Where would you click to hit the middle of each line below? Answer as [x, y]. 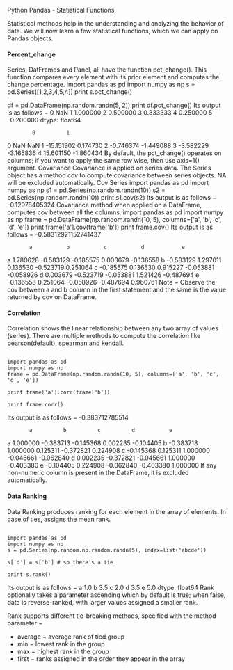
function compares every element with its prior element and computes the [113, 77]
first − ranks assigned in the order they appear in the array [101, 659]
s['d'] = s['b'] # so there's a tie [60, 562]
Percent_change [31, 54]
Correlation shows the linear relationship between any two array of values [113, 328]
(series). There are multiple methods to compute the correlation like [104, 336]
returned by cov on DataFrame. [52, 297]
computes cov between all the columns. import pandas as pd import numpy [115, 212]
